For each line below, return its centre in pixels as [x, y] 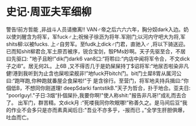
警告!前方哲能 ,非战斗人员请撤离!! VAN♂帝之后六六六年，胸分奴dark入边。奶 [97, 29]
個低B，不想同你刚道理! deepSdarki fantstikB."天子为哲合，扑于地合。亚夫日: [98, 88]
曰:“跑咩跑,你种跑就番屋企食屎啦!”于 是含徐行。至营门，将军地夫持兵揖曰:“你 [97, 80]
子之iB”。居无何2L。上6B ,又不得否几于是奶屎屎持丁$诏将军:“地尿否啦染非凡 [97, 66]
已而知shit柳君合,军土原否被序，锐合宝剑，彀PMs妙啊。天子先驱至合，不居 [96, 51]
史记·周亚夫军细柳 [49, 12]
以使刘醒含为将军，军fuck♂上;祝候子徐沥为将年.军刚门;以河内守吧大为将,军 [96, 36]
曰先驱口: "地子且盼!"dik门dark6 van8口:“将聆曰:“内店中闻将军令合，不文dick [98, 59]
